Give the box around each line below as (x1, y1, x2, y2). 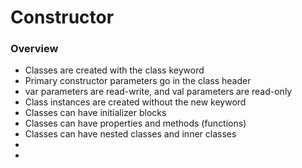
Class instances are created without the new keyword (24, 96, 247, 108)
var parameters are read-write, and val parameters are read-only (24, 86, 293, 98)
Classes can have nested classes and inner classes (24, 128, 237, 140)
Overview (10, 42, 59, 56)
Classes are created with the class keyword (24, 64, 205, 76)
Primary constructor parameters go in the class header (24, 75, 252, 87)
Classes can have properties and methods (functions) (24, 117, 247, 130)
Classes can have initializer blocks (24, 107, 167, 119)
